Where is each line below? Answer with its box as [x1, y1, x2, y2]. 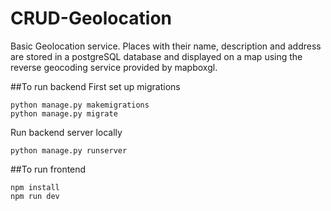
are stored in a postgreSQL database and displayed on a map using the [10, 50, 303, 62]
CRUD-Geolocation [10, 7, 172, 30]
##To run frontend [10, 163, 87, 175]
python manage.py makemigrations [10, 100, 150, 110]
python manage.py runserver [10, 145, 128, 156]
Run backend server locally [10, 126, 123, 138]
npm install [10, 182, 60, 192]
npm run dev [10, 191, 60, 201]
